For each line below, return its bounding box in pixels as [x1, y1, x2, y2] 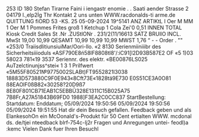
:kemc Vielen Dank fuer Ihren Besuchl [6, 125, 99, 132]
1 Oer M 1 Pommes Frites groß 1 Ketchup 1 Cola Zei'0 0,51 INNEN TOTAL [6, 24, 182, 31]
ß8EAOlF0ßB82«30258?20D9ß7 [6, 81, 86, 88]
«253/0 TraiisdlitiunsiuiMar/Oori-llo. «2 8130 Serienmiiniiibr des [6, 43, 161, 50]
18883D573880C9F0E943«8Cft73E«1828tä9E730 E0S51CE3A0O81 [6, 74, 172, 82]
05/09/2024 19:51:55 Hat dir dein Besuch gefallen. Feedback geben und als [6, 107, 192, 113]
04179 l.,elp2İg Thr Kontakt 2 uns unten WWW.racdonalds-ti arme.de [6, 11, 176, 18]
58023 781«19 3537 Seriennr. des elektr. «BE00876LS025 [6, 56, 148, 63]
